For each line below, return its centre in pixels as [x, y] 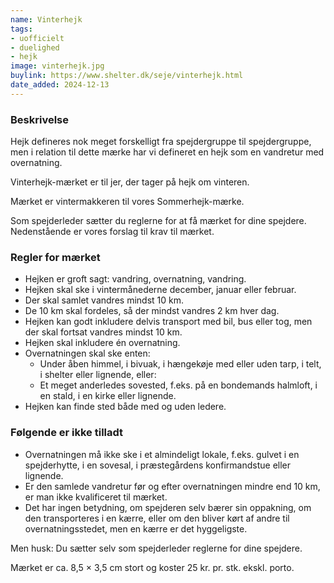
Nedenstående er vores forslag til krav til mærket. [112, 232]
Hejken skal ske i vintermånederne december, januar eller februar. [160, 290]
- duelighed [35, 47]
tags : [21, 29]
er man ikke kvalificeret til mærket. [96, 497]
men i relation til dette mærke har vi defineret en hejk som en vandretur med [167, 152]
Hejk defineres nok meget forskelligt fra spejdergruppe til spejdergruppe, [161, 142]
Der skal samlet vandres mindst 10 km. [104, 300]
